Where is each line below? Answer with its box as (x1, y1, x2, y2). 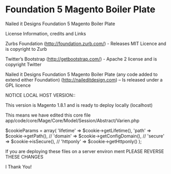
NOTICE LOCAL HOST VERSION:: (5, 92, 76, 98)
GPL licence (5, 82, 31, 88)
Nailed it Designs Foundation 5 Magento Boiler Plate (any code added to (5, 71, 158, 78)
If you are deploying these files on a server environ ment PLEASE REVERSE (5, 148, 164, 154)
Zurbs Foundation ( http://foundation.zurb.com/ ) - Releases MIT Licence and (5, 40, 166, 47)
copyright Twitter (5, 61, 42, 67)
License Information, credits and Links (5, 30, 86, 36)
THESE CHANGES (5, 153, 44, 160)
